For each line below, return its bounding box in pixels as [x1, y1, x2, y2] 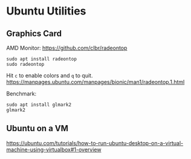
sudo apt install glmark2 [6, 102, 71, 108]
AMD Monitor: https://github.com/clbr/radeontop [6, 44, 128, 51]
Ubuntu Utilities [6, 4, 86, 18]
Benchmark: [6, 90, 37, 97]
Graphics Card [6, 28, 62, 39]
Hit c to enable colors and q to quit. [6, 72, 93, 79]
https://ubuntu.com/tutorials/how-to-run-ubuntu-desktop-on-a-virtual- [6, 139, 184, 146]
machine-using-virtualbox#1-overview [6, 146, 102, 153]
